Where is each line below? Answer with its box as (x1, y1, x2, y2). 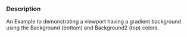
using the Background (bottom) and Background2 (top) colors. (6, 24, 159, 31)
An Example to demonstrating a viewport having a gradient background (6, 18, 182, 25)
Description (6, 5, 41, 13)
